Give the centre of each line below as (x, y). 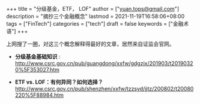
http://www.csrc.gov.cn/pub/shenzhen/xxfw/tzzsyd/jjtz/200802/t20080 (104, 89)
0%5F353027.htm (37, 70)
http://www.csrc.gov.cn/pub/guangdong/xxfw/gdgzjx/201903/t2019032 (104, 63)
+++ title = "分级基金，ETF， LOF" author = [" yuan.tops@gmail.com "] (92, 9)
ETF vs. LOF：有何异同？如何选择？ (59, 82)
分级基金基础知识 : (38, 56)
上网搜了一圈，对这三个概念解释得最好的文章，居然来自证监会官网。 (90, 44)
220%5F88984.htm (39, 95)
